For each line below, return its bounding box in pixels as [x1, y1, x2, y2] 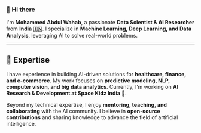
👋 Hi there [6, 5, 36, 14]
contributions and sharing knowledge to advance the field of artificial [6, 114, 178, 121]
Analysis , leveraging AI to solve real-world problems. [6, 32, 138, 39]
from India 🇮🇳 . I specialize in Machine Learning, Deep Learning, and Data [6, 25, 192, 32]
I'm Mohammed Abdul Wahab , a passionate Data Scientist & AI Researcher [6, 19, 194, 26]
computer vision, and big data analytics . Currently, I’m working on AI [6, 83, 179, 91]
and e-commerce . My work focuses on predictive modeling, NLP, [6, 77, 170, 84]
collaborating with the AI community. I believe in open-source [6, 107, 160, 115]
